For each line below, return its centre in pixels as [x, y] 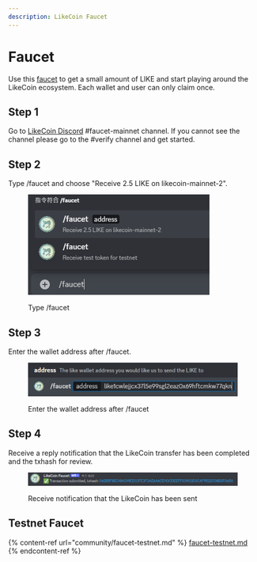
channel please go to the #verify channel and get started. [102, 139]
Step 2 [25, 164]
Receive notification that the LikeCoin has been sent [113, 498]
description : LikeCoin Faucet [58, 17]
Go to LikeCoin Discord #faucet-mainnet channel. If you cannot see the [124, 131]
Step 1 [24, 112]
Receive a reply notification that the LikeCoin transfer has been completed [129, 453]
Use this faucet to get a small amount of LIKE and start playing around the [128, 78]
